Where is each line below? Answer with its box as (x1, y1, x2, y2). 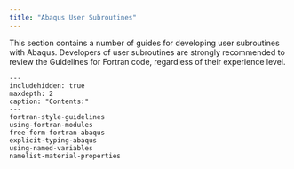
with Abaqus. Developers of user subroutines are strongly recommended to (9, 46, 286, 58)
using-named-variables (9, 143, 93, 152)
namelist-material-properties (9, 151, 122, 160)
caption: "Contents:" (9, 97, 90, 106)
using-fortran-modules (9, 120, 93, 129)
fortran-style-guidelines (9, 112, 105, 121)
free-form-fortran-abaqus (9, 128, 105, 137)
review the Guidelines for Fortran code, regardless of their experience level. (9, 56, 286, 67)
